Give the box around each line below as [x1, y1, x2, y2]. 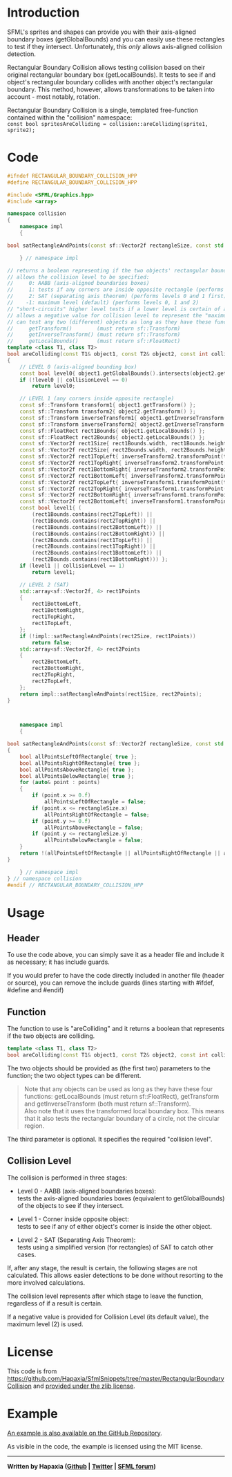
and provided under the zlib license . [33, 1382, 136, 1390]
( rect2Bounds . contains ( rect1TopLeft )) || [32, 537, 153, 544]
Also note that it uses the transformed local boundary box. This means [23, 1106, 224, 1115]
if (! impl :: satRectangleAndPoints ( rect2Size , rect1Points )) [19, 633, 196, 640]
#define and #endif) [7, 986, 64, 994]
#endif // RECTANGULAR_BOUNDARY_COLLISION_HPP [7, 882, 144, 889]
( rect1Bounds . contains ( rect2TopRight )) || [32, 517, 156, 524]
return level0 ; [32, 382, 76, 390]
